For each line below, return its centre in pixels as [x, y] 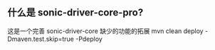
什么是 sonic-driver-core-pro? [75, 13]
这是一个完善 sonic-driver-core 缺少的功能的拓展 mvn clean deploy [106, 31]
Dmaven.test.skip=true [41, 39]
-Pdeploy [89, 39]
